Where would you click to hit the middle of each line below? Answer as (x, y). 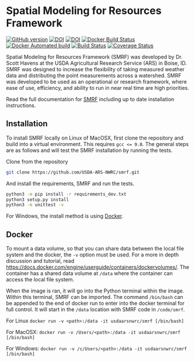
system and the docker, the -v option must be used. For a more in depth (93, 255)
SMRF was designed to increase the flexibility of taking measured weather (95, 69)
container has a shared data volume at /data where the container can (90, 273)
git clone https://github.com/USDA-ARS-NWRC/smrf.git (73, 172)
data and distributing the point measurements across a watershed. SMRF (94, 75)
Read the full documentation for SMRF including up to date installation (90, 99)
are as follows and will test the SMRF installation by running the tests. (89, 150)
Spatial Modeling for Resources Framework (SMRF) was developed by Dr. (94, 57)
